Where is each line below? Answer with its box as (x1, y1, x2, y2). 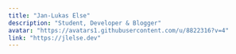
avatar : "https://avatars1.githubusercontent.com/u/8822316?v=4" (8, 26, 229, 34)
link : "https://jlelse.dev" (8, 33, 102, 42)
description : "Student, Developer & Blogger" (8, 19, 161, 27)
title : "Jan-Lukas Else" (8, 11, 91, 20)
